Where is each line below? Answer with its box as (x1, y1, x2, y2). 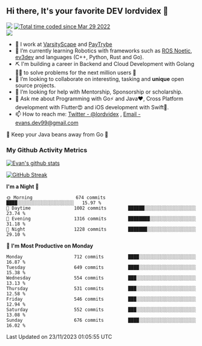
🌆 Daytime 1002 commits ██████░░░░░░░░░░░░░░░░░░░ (6, 205, 197, 211)
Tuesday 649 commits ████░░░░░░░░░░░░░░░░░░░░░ (6, 264, 197, 271)
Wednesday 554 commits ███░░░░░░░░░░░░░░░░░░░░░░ (6, 275, 197, 281)
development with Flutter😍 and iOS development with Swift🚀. (15, 103, 169, 111)
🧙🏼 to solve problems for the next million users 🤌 (15, 69, 137, 76)
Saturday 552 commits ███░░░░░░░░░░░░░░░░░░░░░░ (6, 307, 197, 313)
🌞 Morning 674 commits (6, 194, 106, 201)
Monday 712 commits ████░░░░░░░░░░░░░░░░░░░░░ (6, 254, 197, 260)
